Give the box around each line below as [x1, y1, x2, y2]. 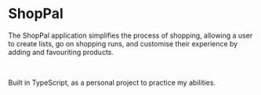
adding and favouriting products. [8, 47, 114, 57]
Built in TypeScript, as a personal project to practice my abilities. [8, 78, 216, 87]
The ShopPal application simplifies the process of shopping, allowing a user [8, 31, 253, 40]
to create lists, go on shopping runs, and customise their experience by [8, 38, 238, 48]
